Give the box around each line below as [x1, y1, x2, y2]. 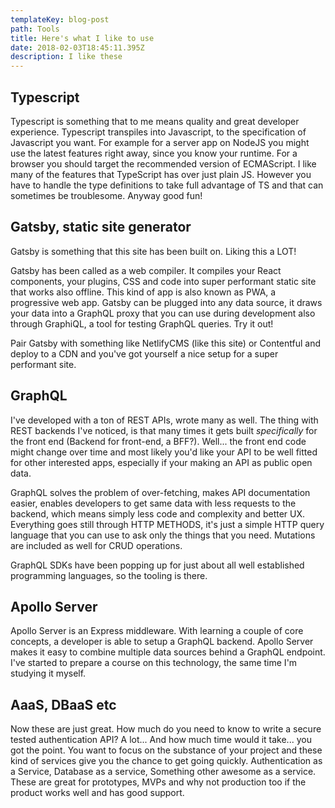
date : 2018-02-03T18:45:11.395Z [10, 42, 145, 53]
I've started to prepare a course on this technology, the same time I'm [10, 657, 298, 669]
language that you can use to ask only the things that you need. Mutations [10, 529, 316, 541]
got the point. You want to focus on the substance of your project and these [10, 744, 323, 756]
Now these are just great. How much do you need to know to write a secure [10, 723, 322, 735]
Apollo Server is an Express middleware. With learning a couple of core [10, 625, 304, 637]
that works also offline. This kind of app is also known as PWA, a [10, 286, 277, 298]
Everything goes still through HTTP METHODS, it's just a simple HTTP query [10, 518, 325, 530]
